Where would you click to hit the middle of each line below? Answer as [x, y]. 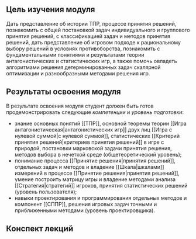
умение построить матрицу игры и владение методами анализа [95, 179]
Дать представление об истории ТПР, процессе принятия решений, [91, 23]
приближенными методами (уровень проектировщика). [85, 210]
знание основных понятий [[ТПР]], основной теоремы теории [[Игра [101, 123]
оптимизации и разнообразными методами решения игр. [78, 73]
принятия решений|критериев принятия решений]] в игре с [89, 142]
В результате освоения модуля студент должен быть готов [80, 106]
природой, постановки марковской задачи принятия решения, [93, 148]
